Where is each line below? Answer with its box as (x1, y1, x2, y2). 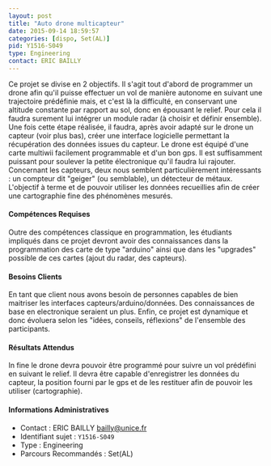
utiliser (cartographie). (8, 386, 83, 396)
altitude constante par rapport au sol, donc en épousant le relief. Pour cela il (8, 104, 261, 114)
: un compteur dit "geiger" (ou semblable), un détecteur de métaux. (8, 173, 233, 183)
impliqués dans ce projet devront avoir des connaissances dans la (8, 236, 229, 246)
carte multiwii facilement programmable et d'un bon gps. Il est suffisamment (8, 147, 263, 158)
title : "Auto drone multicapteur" (8, 19, 125, 28)
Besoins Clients (8, 272, 62, 282)
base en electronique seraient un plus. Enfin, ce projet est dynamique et (8, 307, 248, 316)
